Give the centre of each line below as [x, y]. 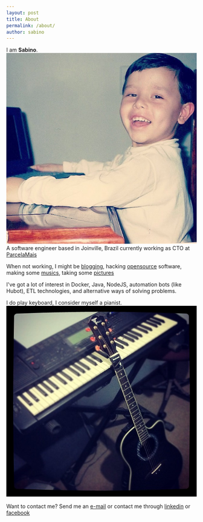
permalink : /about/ [31, 25]
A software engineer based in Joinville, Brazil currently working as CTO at [98, 248]
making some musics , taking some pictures [60, 273]
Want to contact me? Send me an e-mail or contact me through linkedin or [98, 506]
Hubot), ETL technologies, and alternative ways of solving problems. [92, 291]
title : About [23, 19]
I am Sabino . [22, 50]
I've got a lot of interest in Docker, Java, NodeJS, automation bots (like [94, 285]
